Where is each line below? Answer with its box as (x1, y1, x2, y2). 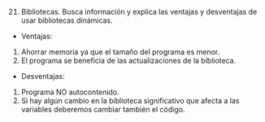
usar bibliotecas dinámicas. (20, 15, 113, 25)
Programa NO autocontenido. (20, 87, 120, 97)
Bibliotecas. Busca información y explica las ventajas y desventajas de (20, 7, 258, 16)
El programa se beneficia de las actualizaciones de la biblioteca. (20, 56, 237, 65)
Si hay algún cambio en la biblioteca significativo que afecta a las (20, 96, 240, 105)
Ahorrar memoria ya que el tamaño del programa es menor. (20, 47, 220, 56)
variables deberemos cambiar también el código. (20, 105, 185, 114)
